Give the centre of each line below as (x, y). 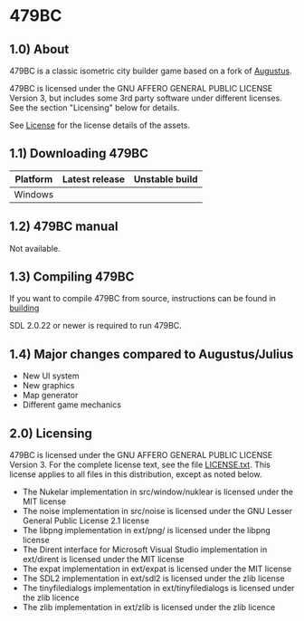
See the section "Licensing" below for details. (95, 108)
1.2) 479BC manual (64, 227)
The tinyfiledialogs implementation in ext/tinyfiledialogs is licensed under (158, 588)
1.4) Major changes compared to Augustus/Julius (152, 354)
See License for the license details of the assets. (100, 125)
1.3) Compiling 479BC (72, 277)
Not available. (35, 248)
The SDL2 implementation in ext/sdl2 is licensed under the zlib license (153, 578)
